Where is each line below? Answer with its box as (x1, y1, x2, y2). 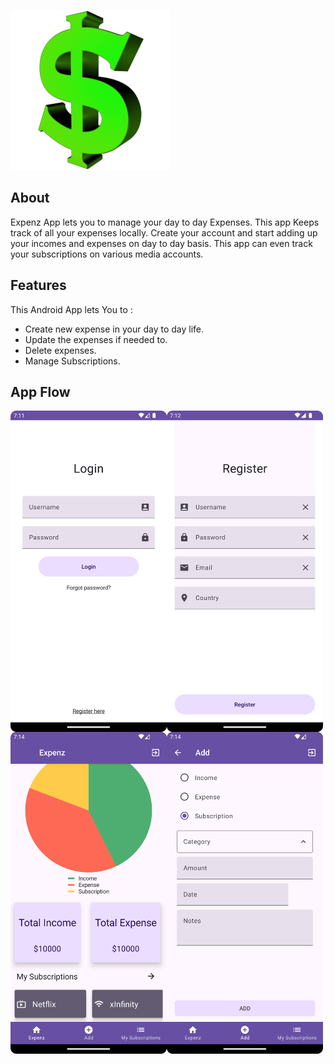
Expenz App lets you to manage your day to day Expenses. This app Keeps (10, 216, 320, 228)
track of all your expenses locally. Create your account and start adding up (10, 226, 318, 239)
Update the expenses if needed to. (24, 333, 168, 345)
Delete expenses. (24, 344, 97, 356)
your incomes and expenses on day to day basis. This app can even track (10, 237, 313, 249)
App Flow (10, 384, 71, 401)
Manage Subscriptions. (24, 355, 121, 367)
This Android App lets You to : (10, 303, 133, 315)
